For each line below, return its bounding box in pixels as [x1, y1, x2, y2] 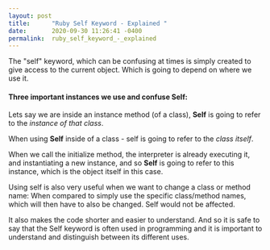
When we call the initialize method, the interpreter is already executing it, [8, 150, 251, 160]
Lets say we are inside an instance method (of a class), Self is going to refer [8, 110, 261, 119]
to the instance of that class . [8, 119, 104, 128]
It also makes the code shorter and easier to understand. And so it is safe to [8, 215, 260, 225]
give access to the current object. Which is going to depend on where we [8, 65, 252, 75]
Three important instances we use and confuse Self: [8, 92, 188, 102]
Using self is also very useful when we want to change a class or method [8, 182, 251, 192]
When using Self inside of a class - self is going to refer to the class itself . [8, 134, 254, 144]
